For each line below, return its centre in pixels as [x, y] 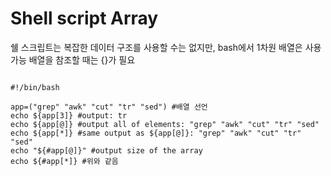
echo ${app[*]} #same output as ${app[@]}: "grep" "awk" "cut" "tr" [156, 133]
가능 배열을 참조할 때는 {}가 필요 [73, 59]
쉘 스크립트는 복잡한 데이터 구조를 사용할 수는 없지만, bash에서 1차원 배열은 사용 [166, 47]
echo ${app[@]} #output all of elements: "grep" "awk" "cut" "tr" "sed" [165, 124]
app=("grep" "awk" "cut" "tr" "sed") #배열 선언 [109, 107]
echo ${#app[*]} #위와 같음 [64, 161]
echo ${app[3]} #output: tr [69, 115]
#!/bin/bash [35, 87]
